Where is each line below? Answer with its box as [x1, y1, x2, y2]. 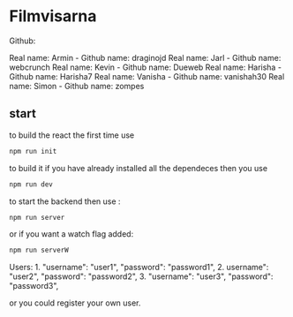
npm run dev [9, 179, 53, 189]
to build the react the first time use [9, 130, 135, 140]
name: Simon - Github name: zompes [9, 80, 145, 91]
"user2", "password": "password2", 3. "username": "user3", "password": [9, 271, 274, 282]
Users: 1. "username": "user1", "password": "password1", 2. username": [9, 262, 269, 273]
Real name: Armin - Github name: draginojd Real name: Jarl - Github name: [9, 52, 282, 63]
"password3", [9, 281, 59, 291]
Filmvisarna [9, 6, 97, 26]
